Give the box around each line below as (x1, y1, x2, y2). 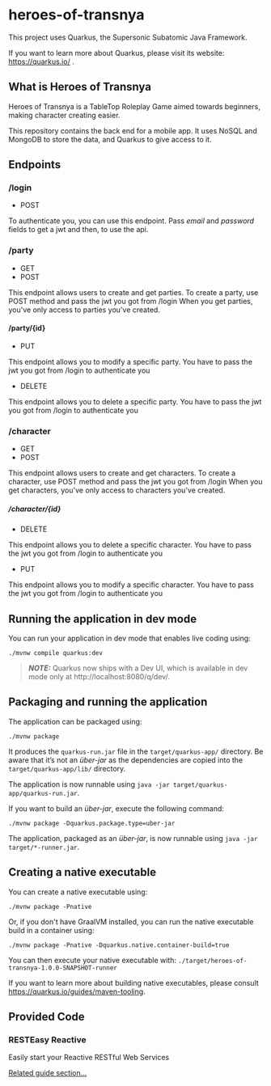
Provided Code (8, 1010, 85, 1024)
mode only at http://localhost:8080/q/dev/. (28, 672, 171, 682)
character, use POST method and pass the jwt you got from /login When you (8, 477, 263, 487)
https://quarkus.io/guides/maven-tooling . (8, 987, 146, 996)
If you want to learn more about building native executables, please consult (8, 978, 259, 987)
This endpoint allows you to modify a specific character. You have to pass (8, 580, 255, 589)
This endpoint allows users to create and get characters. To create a (8, 468, 236, 478)
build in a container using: (8, 925, 95, 935)
